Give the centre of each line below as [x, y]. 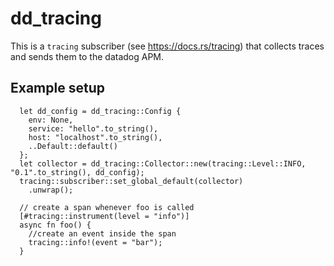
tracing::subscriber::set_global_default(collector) [131, 181]
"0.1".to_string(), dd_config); [77, 172]
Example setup [57, 88]
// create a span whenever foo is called [107, 207]
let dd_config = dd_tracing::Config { [100, 111]
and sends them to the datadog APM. [87, 56]
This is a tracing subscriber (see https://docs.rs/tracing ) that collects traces [167, 46]
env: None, [51, 120]
